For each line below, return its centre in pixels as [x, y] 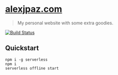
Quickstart [22, 48]
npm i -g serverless [27, 60]
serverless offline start [32, 68]
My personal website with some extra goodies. [65, 23]
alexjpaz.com [34, 9]
